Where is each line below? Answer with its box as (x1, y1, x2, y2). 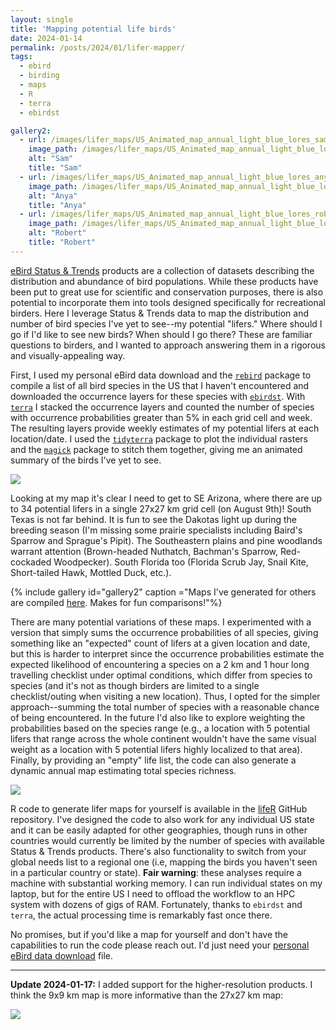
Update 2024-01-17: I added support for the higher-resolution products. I (10, 978, 313, 990)
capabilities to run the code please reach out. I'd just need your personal (10, 939, 310, 951)
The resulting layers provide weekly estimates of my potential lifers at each (10, 422, 320, 434)
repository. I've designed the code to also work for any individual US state (10, 813, 315, 825)
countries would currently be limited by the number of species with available (10, 834, 325, 846)
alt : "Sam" (28, 154, 74, 164)
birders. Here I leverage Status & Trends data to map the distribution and (10, 307, 309, 319)
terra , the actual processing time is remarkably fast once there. (10, 909, 273, 921)
